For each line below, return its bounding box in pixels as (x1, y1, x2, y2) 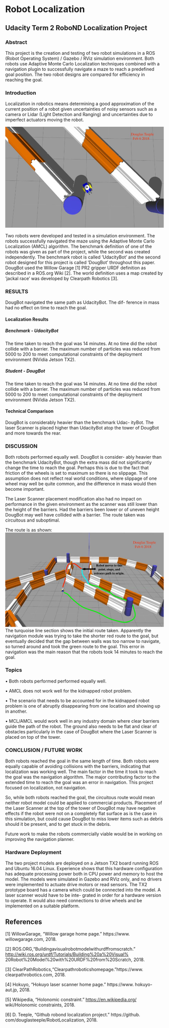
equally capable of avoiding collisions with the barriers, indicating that (5, 763, 150, 769)
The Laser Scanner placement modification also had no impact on (5, 496, 142, 502)
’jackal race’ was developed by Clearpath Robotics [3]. (5, 275, 119, 281)
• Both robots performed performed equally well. (5, 678, 107, 684)
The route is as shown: (5, 527, 53, 533)
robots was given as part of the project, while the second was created (5, 248, 150, 254)
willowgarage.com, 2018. (5, 936, 57, 943)
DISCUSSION (5, 443, 38, 450)
